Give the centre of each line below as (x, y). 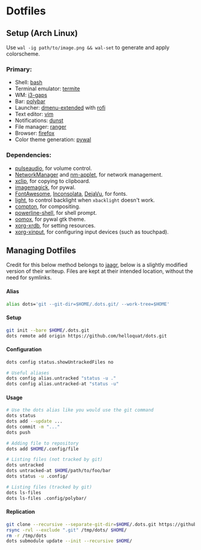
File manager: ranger (41, 127)
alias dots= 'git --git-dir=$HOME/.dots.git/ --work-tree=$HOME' (88, 304)
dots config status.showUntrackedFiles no (60, 362)
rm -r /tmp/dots (26, 536)
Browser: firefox (35, 133)
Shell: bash (29, 83)
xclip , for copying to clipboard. (53, 181)
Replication (21, 512)
